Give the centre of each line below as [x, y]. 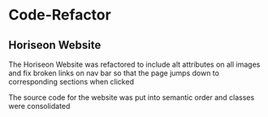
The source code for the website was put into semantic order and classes [132, 97]
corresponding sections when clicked [71, 82]
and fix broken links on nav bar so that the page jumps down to [114, 73]
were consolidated [39, 106]
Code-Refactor [60, 15]
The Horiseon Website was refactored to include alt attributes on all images [134, 64]
